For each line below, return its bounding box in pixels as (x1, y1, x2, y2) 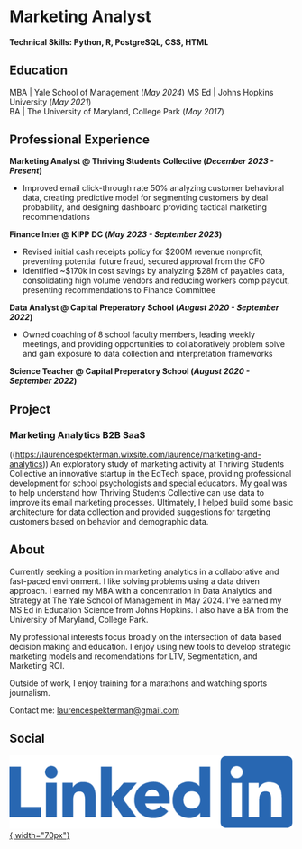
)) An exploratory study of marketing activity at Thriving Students (41, 459, 285, 470)
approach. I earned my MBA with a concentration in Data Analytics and (9, 585, 273, 596)
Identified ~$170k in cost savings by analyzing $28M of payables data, (22, 266, 286, 277)
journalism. (9, 687, 51, 698)
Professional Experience (9, 132, 151, 147)
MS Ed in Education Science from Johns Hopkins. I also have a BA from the (9, 604, 288, 615)
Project (9, 401, 51, 416)
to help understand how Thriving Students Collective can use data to (9, 488, 264, 498)
